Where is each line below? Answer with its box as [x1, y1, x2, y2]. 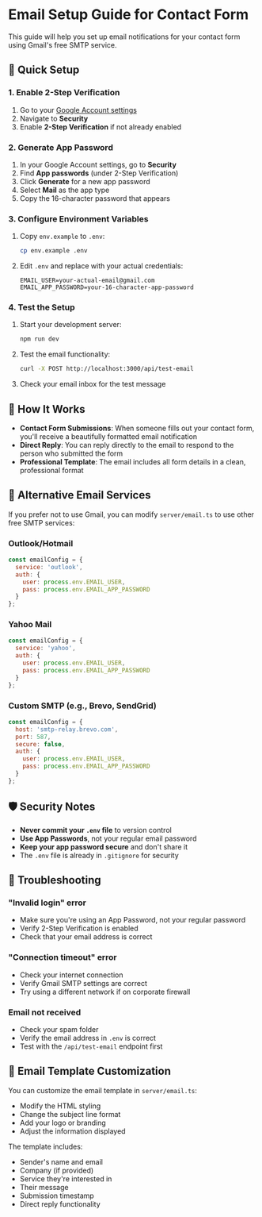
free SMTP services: [8, 518, 75, 527]
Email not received [8, 1007, 82, 1018]
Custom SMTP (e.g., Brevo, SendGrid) [8, 700, 157, 711]
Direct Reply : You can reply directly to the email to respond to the [19, 440, 234, 449]
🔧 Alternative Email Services [8, 488, 151, 502]
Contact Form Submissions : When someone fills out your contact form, [19, 423, 255, 433]
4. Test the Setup [8, 302, 75, 313]
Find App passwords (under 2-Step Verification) [19, 168, 179, 178]
